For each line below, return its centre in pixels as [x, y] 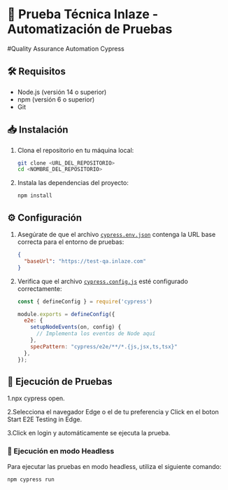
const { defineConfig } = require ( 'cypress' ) [85, 301]
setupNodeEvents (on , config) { [76, 327]
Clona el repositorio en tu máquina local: [76, 150]
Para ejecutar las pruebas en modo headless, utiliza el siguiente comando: [114, 466]
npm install [35, 196]
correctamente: [40, 288]
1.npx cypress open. [36, 398]
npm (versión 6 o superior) [56, 99]
